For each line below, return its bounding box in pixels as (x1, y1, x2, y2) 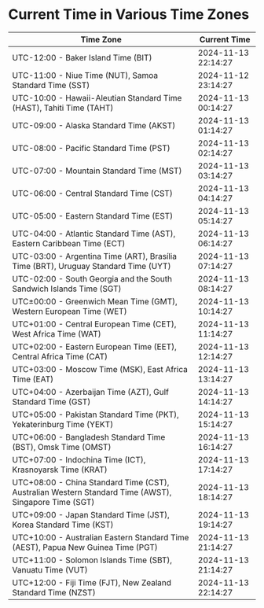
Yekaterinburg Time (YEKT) (12, 418, 114, 429)
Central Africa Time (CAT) (12, 351, 108, 362)
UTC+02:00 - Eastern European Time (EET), (12, 341, 177, 352)
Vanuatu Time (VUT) (12, 564, 88, 575)
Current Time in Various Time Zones (8, 6, 250, 24)
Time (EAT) (12, 374, 53, 385)
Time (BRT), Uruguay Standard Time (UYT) (12, 260, 171, 271)
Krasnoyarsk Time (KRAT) (12, 464, 108, 475)
